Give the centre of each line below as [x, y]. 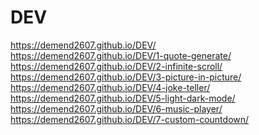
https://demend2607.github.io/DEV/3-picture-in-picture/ [126, 77]
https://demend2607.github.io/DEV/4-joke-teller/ [110, 87]
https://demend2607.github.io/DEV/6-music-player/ [116, 108]
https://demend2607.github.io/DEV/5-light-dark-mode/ [123, 98]
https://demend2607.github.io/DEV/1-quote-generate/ [121, 55]
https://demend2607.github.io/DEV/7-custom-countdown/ [130, 119]
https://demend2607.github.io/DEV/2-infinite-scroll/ [116, 66]
